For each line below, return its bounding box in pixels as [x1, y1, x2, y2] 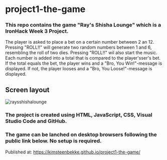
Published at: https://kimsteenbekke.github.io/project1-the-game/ [5, 149, 140, 155]
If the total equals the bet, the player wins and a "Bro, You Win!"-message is [5, 60, 162, 66]
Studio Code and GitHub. [5, 118, 67, 125]
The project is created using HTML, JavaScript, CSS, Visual [5, 111, 153, 118]
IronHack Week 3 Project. [5, 28, 69, 35]
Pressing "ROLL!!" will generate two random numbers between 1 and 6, [5, 44, 152, 51]
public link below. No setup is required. [5, 137, 102, 144]
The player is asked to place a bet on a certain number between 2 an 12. [5, 39, 154, 45]
